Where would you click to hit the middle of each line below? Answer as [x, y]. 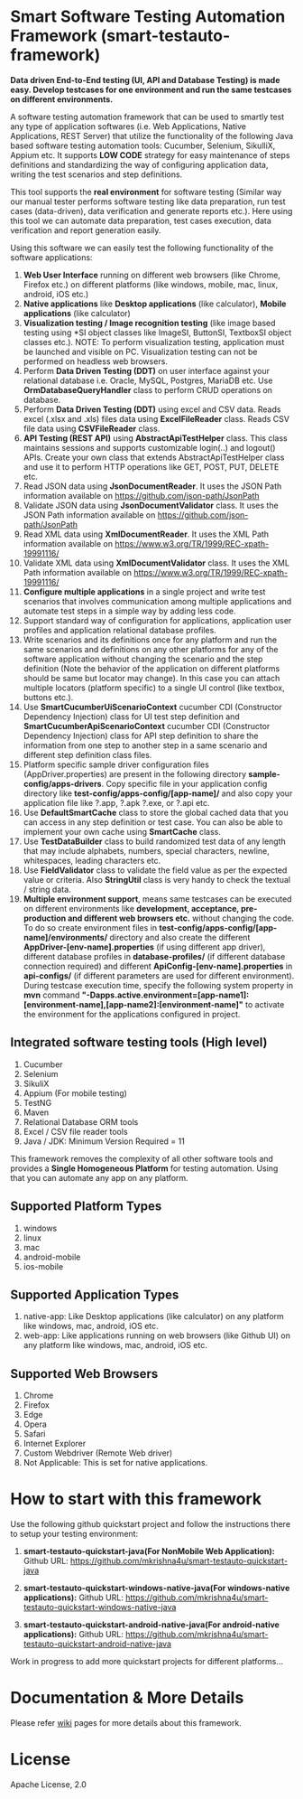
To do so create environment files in [90, 927]
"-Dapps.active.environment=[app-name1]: [165, 995]
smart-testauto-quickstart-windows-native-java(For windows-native [156, 1588]
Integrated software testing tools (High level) [139, 1042]
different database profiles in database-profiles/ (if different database [154, 956]
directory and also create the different [180, 937]
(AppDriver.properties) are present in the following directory [135, 773]
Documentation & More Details [127, 1698]
